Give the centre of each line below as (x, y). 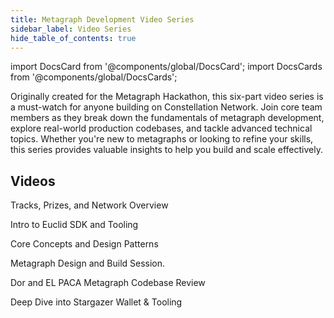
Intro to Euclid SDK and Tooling (74, 225)
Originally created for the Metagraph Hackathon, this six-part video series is (167, 97)
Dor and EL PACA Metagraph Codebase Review (108, 283)
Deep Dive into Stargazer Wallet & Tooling (96, 302)
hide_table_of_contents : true (73, 38)
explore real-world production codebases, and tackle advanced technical (161, 128)
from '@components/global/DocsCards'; (94, 77)
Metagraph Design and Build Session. (88, 263)
